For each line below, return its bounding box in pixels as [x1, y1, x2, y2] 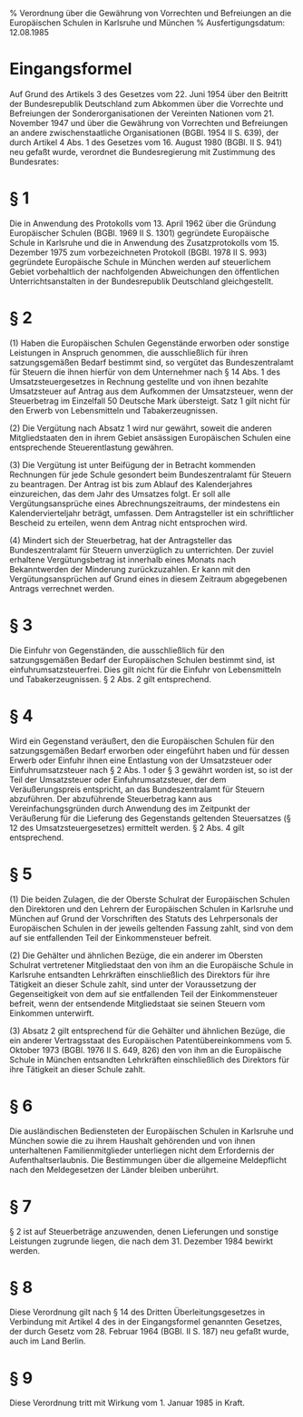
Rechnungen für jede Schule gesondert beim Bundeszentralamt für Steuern [9, 469, 292, 480]
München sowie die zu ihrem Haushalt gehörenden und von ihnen [9, 1135, 256, 1146]
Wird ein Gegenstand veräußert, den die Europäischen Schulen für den [9, 735, 275, 747]
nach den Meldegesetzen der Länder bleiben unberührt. [9, 1164, 220, 1175]
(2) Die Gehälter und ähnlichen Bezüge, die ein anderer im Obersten [9, 950, 263, 961]
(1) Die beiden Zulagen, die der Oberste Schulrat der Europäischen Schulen [9, 894, 290, 904]
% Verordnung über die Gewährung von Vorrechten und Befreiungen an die [9, 8, 292, 18]
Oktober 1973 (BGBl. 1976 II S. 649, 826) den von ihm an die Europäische [9, 1044, 282, 1055]
